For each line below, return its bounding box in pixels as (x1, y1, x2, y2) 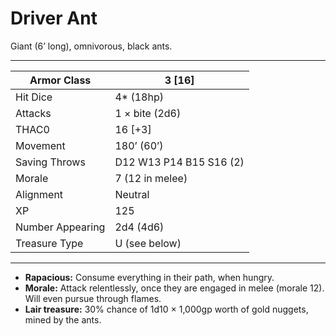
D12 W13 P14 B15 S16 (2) (114, 155, 245, 169)
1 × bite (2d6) (114, 106, 182, 120)
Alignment (15, 187, 64, 201)
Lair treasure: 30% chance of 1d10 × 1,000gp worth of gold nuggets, (24, 303, 309, 315)
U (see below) (114, 236, 182, 250)
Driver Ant (10, 7, 98, 30)
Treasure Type (15, 236, 84, 250)
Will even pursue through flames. (24, 292, 162, 304)
